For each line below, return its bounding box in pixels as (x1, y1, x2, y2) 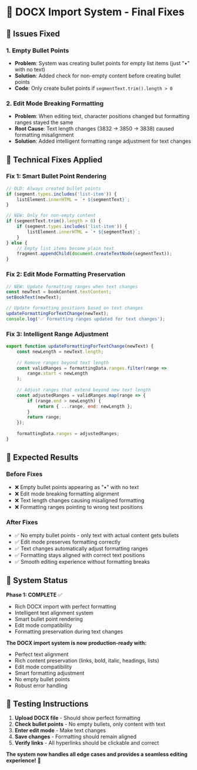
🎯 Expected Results (6, 453, 79, 463)
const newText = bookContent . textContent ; (6, 289, 112, 295)
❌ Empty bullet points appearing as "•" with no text (14, 483, 139, 490)
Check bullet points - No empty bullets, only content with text (14, 721, 166, 728)
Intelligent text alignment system (14, 609, 94, 616)
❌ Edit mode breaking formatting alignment (14, 490, 119, 497)
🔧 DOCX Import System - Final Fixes (6, 5, 185, 19)
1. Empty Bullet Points (6, 46, 69, 55)
